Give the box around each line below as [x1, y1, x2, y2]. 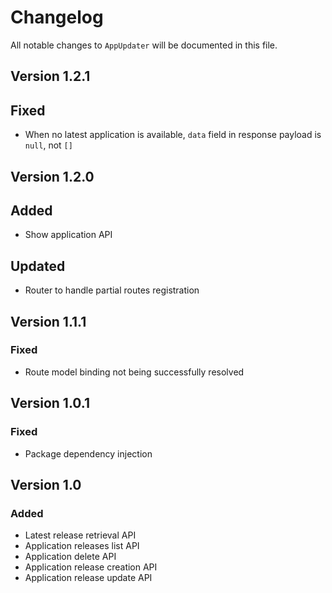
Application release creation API [24, 561, 158, 573]
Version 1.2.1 [10, 68, 91, 85]
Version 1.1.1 [10, 313, 87, 330]
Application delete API [24, 551, 117, 563]
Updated [10, 257, 66, 275]
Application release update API [24, 572, 153, 584]
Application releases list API [24, 540, 140, 552]
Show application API [24, 229, 113, 241]
